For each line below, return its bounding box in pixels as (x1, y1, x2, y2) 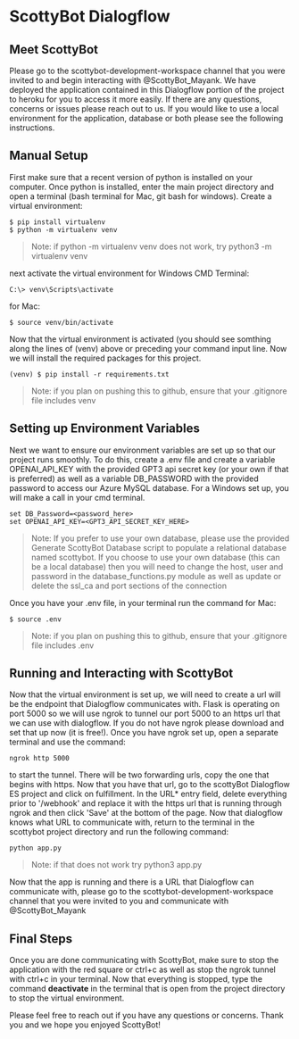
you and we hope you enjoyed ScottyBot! (9, 1019, 161, 1030)
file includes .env (30, 640, 95, 651)
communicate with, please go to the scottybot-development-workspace (9, 886, 274, 897)
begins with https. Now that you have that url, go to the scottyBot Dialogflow (9, 779, 290, 790)
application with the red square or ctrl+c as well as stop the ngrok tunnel (9, 964, 277, 975)
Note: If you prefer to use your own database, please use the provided (30, 533, 290, 544)
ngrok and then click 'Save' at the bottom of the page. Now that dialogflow (9, 808, 284, 819)
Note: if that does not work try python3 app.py (30, 860, 203, 870)
